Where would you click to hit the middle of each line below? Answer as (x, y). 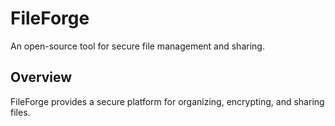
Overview (41, 77)
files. (20, 112)
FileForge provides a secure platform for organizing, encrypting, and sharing (167, 101)
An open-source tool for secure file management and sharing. (137, 46)
